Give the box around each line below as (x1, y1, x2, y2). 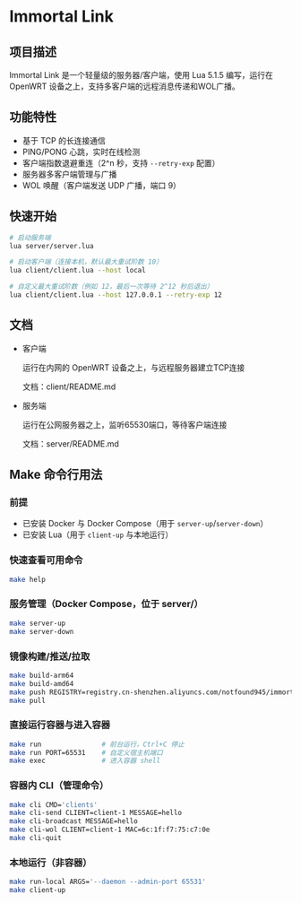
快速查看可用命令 (9, 554, 83, 567)
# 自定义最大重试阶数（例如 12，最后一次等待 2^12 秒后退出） (9, 282, 214, 291)
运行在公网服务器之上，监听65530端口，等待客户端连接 (21, 419, 228, 430)
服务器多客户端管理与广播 (21, 169, 117, 179)
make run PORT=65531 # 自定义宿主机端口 (9, 748, 164, 757)
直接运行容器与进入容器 (9, 719, 110, 732)
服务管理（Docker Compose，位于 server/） (9, 598, 203, 611)
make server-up (9, 619, 66, 628)
